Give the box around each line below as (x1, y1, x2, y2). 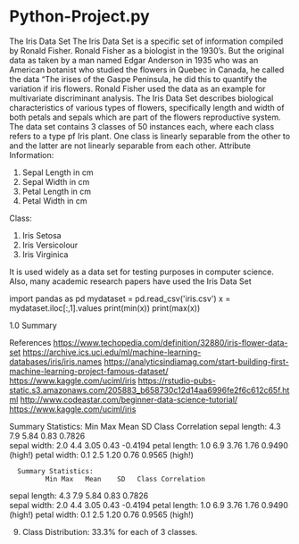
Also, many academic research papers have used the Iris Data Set (9, 275, 252, 287)
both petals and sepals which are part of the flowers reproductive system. (9, 112, 281, 122)
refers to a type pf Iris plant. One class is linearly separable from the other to (9, 130, 291, 141)
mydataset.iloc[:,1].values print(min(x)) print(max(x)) (9, 302, 201, 314)
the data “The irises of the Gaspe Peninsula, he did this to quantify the (9, 73, 268, 84)
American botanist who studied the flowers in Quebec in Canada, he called (9, 64, 285, 75)
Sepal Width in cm (21, 176, 90, 187)
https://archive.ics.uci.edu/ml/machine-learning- (22, 347, 202, 357)
